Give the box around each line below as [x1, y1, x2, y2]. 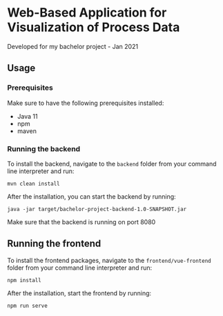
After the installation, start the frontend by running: [7, 288, 152, 297]
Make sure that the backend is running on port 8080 [7, 217, 156, 226]
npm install [7, 277, 41, 284]
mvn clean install [7, 180, 60, 187]
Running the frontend [7, 238, 101, 250]
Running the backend [7, 144, 81, 153]
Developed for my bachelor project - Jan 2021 [7, 42, 139, 50]
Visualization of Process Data [7, 19, 180, 35]
